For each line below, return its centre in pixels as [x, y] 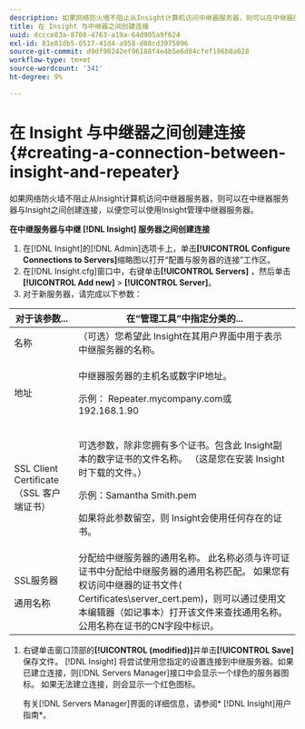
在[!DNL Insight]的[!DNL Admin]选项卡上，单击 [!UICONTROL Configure [156, 248]
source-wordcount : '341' [56, 69]
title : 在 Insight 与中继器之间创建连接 [79, 26]
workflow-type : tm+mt [50, 60]
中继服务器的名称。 [119, 349]
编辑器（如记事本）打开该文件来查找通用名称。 [187, 612]
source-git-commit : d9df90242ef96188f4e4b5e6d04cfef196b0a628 [129, 52]
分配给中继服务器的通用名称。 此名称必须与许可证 [184, 557]
